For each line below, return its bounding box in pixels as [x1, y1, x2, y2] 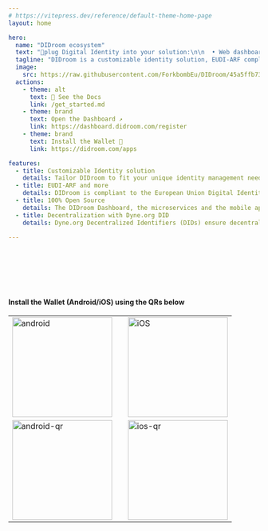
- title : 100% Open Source [15, 196, 105, 204]
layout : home [8, 19, 52, 27]
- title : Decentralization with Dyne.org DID [15, 211, 170, 220]
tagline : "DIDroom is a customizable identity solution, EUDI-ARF [15, 56, 241, 64]
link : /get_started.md [29, 101, 105, 109]
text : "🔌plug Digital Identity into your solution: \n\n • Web [15, 49, 230, 57]
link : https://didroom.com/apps [29, 145, 137, 153]
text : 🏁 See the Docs [29, 93, 102, 101]
